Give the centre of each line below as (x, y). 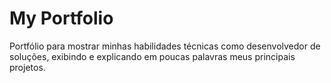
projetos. (27, 67)
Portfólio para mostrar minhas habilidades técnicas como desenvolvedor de (165, 46)
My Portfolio (61, 18)
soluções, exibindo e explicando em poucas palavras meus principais (152, 56)
